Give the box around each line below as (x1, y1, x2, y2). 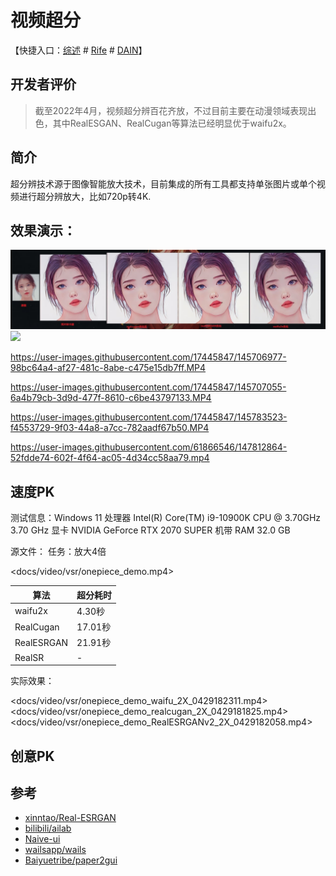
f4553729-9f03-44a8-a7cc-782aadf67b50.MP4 (10, 422, 210, 434)
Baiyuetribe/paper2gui (24, 854, 118, 866)
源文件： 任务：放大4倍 (10, 546, 107, 558)
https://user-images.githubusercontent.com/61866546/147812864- (10, 441, 288, 453)
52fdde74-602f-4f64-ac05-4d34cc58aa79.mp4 (10, 452, 210, 464)
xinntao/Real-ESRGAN (24, 812, 117, 824)
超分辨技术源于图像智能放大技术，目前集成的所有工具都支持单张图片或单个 (10, 177, 317, 190)
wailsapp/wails (24, 844, 87, 856)
